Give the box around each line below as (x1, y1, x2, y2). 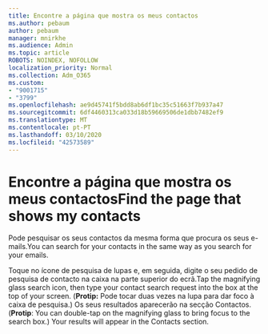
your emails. (8, 250, 49, 260)
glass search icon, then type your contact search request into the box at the (8, 283, 258, 292)
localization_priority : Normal (8, 64, 113, 72)
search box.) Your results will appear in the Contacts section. (8, 317, 210, 327)
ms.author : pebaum (8, 19, 70, 27)
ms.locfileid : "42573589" (8, 138, 94, 147)
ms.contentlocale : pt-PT (8, 123, 91, 131)
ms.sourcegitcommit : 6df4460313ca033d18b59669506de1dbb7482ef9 (8, 109, 224, 117)
